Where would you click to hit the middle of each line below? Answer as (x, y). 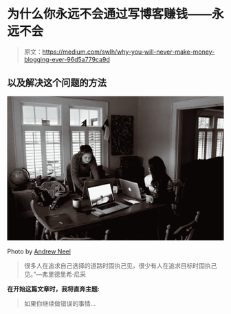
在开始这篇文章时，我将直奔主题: (53, 289)
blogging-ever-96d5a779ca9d (67, 59)
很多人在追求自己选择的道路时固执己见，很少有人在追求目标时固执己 (120, 266)
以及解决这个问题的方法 (57, 83)
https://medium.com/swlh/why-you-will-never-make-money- (129, 52)
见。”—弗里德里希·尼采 (55, 274)
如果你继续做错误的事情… (60, 304)
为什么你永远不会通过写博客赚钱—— (110, 14)
